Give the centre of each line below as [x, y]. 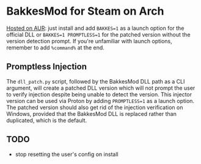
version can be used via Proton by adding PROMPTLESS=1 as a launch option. [100, 101]
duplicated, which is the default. [47, 120]
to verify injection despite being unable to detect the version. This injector [99, 94]
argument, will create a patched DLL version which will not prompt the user [101, 88]
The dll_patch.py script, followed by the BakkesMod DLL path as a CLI [96, 81]
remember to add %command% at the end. [56, 48]
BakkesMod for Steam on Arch [85, 11]
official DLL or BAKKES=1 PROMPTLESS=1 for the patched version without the [98, 34]
